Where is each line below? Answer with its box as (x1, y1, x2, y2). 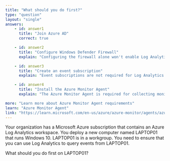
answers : (5, 21, 24, 27)
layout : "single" (5, 17, 42, 22)
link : (5, 110, 17, 115)
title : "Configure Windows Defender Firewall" (18, 49, 119, 55)
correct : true (18, 36, 49, 41)
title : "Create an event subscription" (18, 68, 103, 74)
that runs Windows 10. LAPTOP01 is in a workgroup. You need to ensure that (5, 135, 164, 141)
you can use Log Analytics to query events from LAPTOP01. (5, 140, 130, 146)
